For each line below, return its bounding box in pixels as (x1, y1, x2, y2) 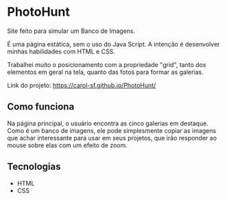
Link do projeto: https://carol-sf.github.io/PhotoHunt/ (7, 81, 156, 89)
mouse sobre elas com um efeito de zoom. (7, 141, 128, 149)
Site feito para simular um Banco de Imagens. (7, 27, 136, 35)
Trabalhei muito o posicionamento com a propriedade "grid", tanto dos (7, 60, 206, 68)
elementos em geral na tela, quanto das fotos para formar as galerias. (7, 68, 204, 76)
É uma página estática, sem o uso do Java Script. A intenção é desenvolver (7, 40, 220, 48)
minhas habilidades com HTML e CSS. (7, 47, 115, 55)
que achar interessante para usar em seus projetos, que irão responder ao (7, 134, 217, 142)
